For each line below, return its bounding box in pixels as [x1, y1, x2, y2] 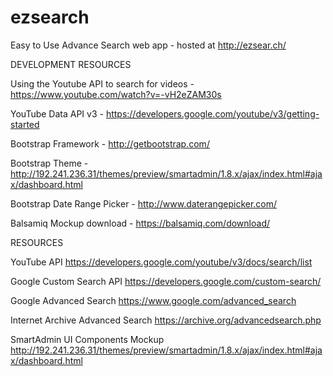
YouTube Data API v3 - [10, 107, 104, 120]
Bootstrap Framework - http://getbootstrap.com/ [10, 137, 210, 150]
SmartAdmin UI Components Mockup [10, 333, 165, 345]
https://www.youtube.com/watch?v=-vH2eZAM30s [10, 88, 222, 100]
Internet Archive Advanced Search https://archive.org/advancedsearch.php [10, 314, 322, 326]
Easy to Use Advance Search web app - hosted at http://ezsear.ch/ [10, 39, 287, 51]
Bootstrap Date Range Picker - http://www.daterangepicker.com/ [10, 197, 278, 210]
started [10, 118, 40, 130]
